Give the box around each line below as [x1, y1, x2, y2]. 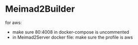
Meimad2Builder [5, 3, 75, 15]
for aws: [5, 20, 22, 25]
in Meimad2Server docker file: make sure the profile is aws [12, 34, 133, 40]
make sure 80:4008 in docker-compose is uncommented [12, 29, 130, 35]
